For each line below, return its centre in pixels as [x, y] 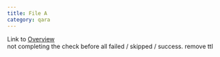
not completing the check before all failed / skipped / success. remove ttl [110, 46]
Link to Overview [31, 39]
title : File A [27, 13]
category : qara [29, 20]
